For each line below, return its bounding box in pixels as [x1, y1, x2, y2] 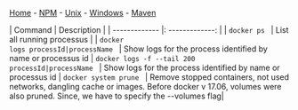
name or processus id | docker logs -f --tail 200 [9, 53, 196, 63]
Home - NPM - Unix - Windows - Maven [9, 8, 157, 18]
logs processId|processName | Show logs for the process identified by [9, 43, 269, 54]
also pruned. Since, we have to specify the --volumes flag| [9, 90, 224, 101]
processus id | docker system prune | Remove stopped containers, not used [9, 72, 290, 82]
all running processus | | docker [9, 35, 125, 44]
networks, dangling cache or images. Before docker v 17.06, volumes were [9, 82, 282, 91]
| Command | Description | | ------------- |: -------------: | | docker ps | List [9, 25, 289, 35]
